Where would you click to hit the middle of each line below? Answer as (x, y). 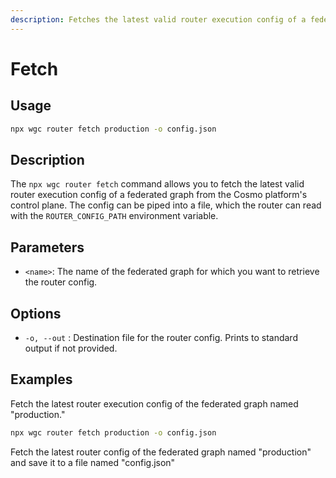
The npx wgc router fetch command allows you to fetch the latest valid (157, 184)
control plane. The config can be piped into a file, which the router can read (166, 205)
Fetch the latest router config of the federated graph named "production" (161, 452)
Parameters (47, 247)
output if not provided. (71, 348)
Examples (41, 379)
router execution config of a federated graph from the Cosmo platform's (159, 195)
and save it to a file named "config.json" (93, 462)
